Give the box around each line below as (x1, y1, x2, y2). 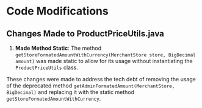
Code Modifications (6, 4, 109, 18)
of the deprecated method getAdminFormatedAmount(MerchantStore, (6, 82, 175, 89)
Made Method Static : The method (15, 44, 102, 52)
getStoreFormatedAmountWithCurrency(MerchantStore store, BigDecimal (15, 52, 197, 58)
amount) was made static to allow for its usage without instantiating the (15, 58, 193, 64)
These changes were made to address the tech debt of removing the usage (6, 76, 197, 83)
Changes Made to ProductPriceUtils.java (6, 29, 165, 39)
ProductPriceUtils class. (15, 64, 78, 71)
